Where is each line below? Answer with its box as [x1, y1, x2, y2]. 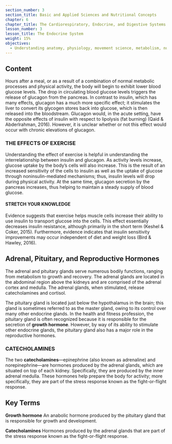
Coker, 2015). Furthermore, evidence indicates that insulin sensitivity [5, 229, 150, 235]
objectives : [5, 41, 31, 46]
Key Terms [5, 398, 40, 407]
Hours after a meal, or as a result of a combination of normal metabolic [5, 78, 155, 84]
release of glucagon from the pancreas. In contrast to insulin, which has [5, 94, 157, 100]
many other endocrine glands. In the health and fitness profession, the [5, 310, 154, 317]
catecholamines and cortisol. [5, 290, 67, 296]
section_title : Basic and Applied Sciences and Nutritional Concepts [5, 12, 157, 17]
